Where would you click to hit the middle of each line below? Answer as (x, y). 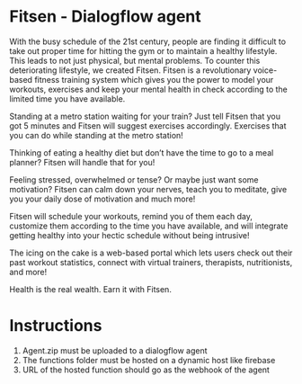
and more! (28, 272)
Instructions (56, 326)
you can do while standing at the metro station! (97, 135)
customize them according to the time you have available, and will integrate (149, 226)
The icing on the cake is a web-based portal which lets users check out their (151, 253)
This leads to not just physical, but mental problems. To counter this (135, 60)
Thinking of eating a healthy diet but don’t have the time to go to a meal (142, 152)
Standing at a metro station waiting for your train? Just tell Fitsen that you (145, 116)
